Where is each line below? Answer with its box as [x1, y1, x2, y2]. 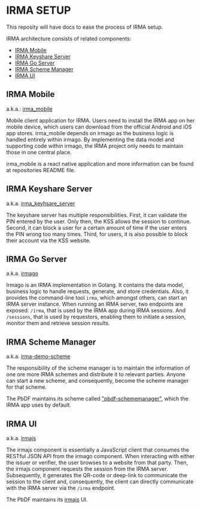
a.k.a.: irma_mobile [6, 105, 53, 112]
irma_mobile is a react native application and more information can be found [6, 160, 194, 167]
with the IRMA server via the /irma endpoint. [6, 484, 115, 491]
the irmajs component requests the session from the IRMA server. [6, 465, 169, 473]
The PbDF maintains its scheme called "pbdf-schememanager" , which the [6, 395, 189, 403]
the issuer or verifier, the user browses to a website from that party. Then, [6, 459, 188, 466]
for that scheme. [6, 383, 47, 391]
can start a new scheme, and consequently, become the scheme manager [6, 377, 190, 385]
